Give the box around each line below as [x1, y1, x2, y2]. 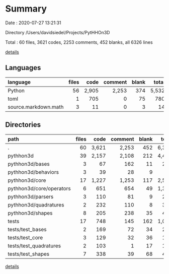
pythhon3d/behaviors [8, 168, 59, 175]
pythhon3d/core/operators [8, 185, 71, 192]
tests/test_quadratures [8, 242, 61, 249]
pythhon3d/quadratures [8, 201, 64, 208]
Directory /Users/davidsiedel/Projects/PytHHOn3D [5, 29, 110, 35]
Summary [5, 3, 47, 15]
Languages [5, 63, 41, 72]
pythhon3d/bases [8, 160, 50, 167]
